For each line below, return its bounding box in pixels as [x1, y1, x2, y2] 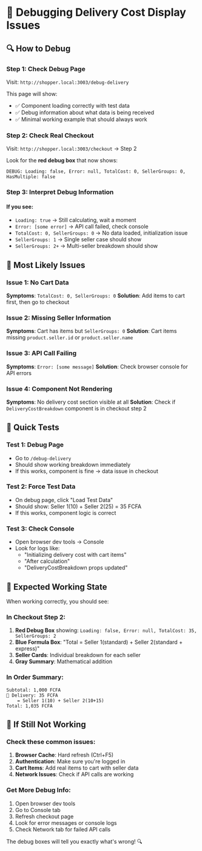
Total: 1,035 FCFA [6, 703, 53, 709]
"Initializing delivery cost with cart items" [24, 551, 127, 559]
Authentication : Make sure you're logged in [15, 758, 126, 765]
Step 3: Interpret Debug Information [6, 188, 114, 196]
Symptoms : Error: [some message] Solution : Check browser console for [6, 363, 188, 370]
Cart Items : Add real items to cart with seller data [15, 764, 139, 771]
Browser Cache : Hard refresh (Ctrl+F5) [15, 751, 114, 759]
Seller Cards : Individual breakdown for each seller [15, 652, 141, 659]
